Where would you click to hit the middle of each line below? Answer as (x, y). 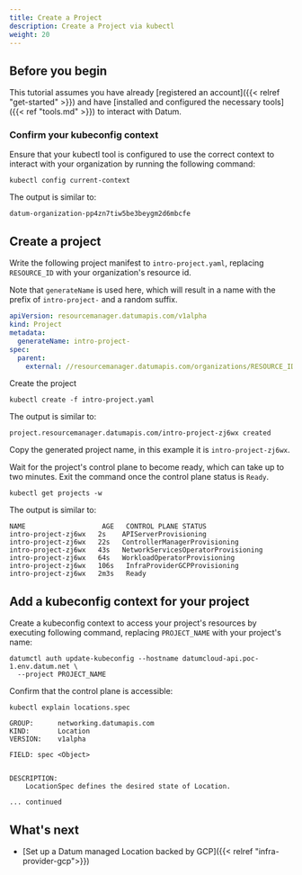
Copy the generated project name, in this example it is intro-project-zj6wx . (150, 450)
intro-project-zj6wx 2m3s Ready (78, 574)
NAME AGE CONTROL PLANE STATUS (108, 527)
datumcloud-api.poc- (220, 659)
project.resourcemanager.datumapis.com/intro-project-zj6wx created (140, 433)
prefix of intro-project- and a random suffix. (93, 300)
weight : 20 (30, 34)
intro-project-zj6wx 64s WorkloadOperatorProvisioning (122, 558)
